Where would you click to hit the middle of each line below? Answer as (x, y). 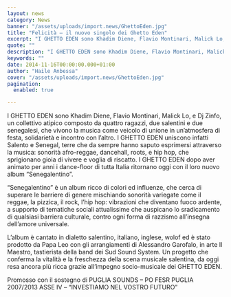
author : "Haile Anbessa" (43, 71)
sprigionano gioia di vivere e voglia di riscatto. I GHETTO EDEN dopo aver (111, 159)
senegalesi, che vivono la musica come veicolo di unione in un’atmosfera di (114, 131)
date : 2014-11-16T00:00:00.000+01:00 (61, 65)
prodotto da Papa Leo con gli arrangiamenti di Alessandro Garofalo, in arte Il (115, 245)
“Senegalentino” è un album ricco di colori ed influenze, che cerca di (104, 188)
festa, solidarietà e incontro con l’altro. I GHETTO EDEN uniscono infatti (108, 137)
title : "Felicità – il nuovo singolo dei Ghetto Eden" (87, 33)
